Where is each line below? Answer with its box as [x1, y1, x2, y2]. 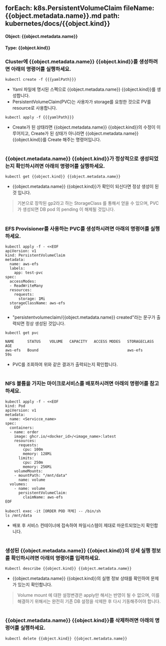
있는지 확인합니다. [17, 581, 53, 587]
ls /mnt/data [5, 513, 32, 518]
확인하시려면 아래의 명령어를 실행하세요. [15, 163, 105, 170]
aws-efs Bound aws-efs [5, 348, 143, 353]
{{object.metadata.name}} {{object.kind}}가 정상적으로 [5, 155, 139, 162]
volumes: [9, 481, 28, 487]
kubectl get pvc [5, 330, 39, 335]
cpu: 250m [23, 460, 43, 465]
